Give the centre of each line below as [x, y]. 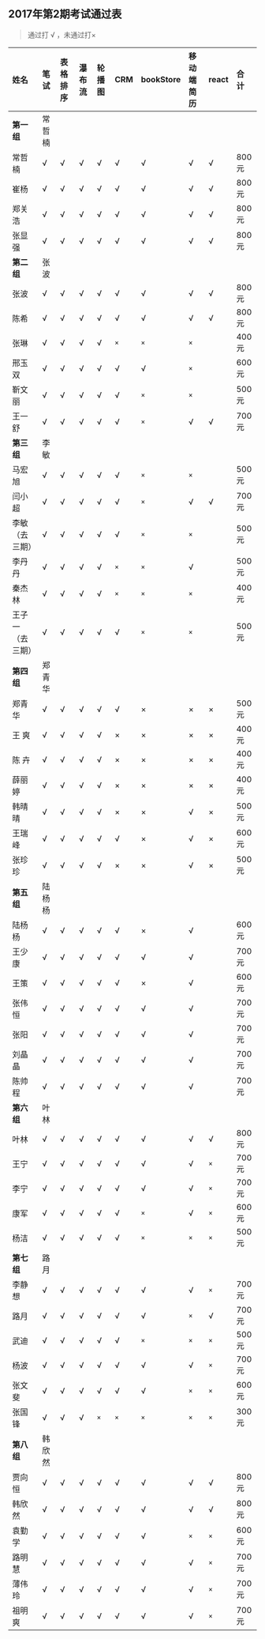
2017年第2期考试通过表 [65, 14]
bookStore [161, 79]
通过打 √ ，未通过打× [62, 35]
